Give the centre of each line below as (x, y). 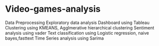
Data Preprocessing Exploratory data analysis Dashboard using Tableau (77, 23)
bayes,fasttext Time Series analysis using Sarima (55, 38)
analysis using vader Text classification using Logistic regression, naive (77, 33)
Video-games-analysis (53, 9)
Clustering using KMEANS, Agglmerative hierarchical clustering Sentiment (80, 27)
